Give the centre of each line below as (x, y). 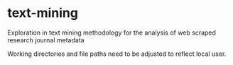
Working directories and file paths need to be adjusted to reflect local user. (117, 54)
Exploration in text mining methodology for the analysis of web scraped (112, 32)
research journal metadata (46, 40)
